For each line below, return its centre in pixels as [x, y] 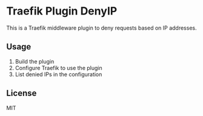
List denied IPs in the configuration [58, 74]
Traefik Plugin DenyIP [62, 11]
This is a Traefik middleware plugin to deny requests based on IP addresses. [101, 28]
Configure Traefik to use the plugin [58, 68]
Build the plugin [35, 61]
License [22, 93]
